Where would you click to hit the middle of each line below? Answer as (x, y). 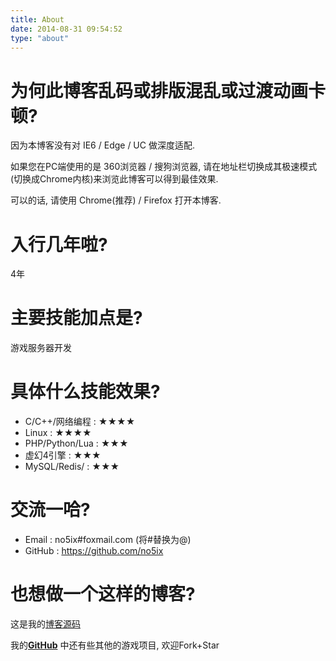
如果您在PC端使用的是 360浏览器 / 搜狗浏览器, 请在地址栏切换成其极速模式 (164, 167)
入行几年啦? (59, 244)
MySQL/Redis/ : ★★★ (72, 467)
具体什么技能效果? (85, 392)
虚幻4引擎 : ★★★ (63, 455)
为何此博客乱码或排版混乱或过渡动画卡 (168, 90)
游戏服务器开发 (41, 348)
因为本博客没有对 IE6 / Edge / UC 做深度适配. (102, 145)
